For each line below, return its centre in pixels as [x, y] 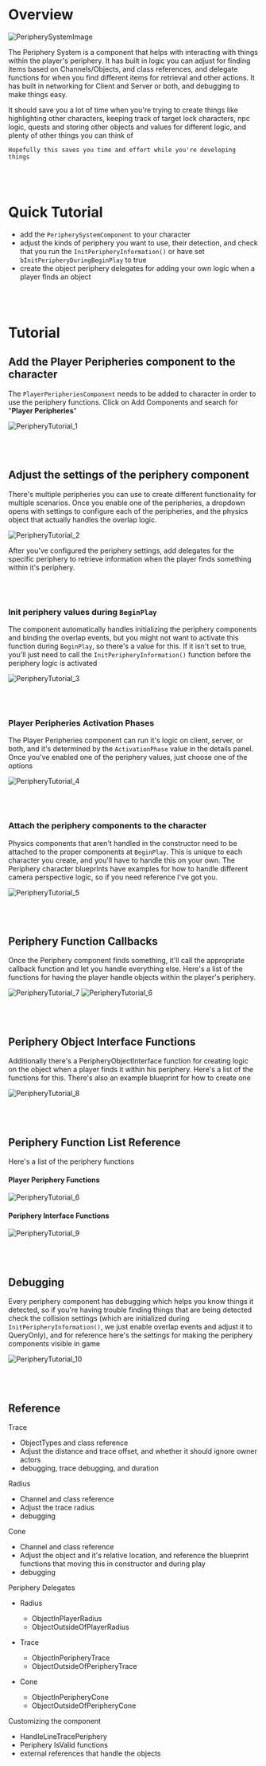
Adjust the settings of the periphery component [129, 475]
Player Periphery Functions [54, 1180]
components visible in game [54, 1344]
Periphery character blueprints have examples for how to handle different [128, 868]
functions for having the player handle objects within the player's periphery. [132, 977]
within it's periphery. [42, 567]
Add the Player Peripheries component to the [122, 362]
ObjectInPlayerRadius [67, 1619]
